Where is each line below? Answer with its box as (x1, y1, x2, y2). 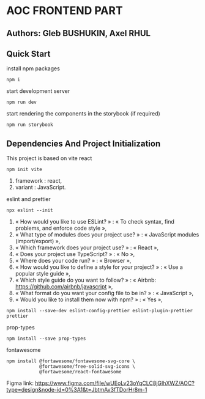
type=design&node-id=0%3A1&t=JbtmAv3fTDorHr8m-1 (6, 386, 147, 394)
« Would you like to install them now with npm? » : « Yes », (15, 296, 163, 303)
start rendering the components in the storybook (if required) (6, 110, 160, 117)
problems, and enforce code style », (15, 224, 107, 232)
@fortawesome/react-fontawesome (39, 369, 122, 375)
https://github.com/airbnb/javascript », (15, 283, 113, 290)
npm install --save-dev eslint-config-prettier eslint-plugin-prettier (6, 308, 193, 314)
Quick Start (6, 48, 51, 59)
